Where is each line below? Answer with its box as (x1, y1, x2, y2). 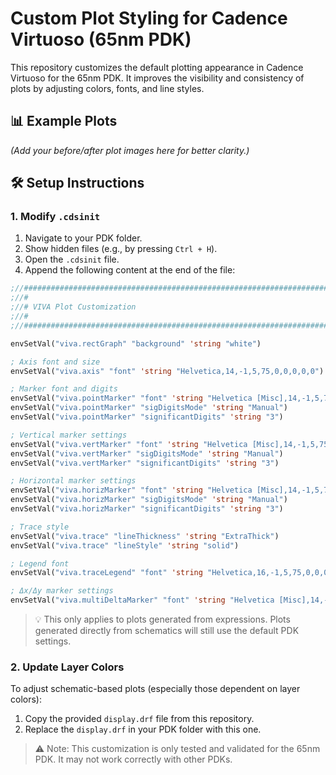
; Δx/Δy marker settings (10, 586, 114, 596)
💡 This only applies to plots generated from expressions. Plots (34, 613, 291, 626)
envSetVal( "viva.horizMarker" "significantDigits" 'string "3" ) (10, 504, 284, 514)
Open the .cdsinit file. (24, 253, 120, 266)
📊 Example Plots (10, 113, 118, 130)
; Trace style (10, 522, 70, 532)
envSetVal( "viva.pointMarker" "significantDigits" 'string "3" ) (10, 412, 284, 422)
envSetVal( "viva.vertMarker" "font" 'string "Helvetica (10, 439, 248, 449)
